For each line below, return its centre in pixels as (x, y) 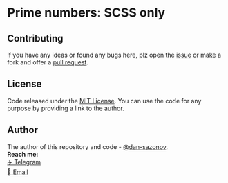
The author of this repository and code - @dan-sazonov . (87, 146)
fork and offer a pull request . (48, 62)
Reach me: (23, 154)
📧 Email (18, 172)
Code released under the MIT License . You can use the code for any (104, 101)
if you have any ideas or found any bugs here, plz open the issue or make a (114, 55)
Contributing (35, 38)
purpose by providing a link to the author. (66, 108)
